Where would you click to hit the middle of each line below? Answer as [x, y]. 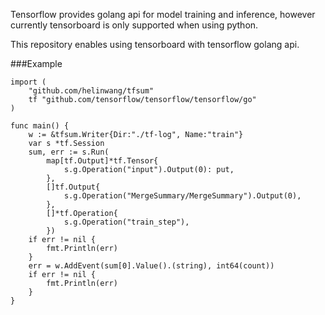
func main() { [40, 126]
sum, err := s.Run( [69, 152]
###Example [36, 63]
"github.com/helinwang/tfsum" [91, 91]
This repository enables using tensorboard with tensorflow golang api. [155, 44]
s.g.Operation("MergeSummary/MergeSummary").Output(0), [182, 196]
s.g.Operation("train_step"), [126, 222]
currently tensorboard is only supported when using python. [134, 25]
